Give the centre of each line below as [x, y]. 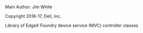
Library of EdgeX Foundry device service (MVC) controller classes [72, 25]
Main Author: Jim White [29, 7]
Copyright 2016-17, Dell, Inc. [33, 16]
